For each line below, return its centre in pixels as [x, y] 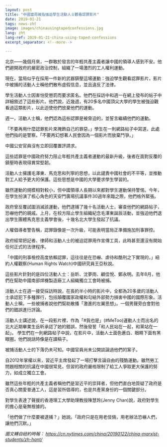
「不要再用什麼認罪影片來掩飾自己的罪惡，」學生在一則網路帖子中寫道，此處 [83, 129]
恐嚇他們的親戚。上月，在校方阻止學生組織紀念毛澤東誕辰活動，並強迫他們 [81, 213]
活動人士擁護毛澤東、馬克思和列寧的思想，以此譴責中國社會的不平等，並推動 [83, 173]
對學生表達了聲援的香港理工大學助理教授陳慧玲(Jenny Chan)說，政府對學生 [82, 400]
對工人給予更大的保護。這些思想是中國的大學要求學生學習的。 [68, 179]
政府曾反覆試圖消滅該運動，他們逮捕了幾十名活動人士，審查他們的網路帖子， [83, 207]
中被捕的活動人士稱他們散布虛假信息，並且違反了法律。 [62, 84]
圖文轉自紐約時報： [25, 434]
